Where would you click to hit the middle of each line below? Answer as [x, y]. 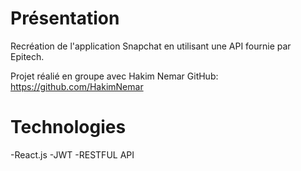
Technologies [68, 127]
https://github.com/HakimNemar [77, 86]
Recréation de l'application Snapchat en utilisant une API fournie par [151, 46]
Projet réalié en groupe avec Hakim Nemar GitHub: [114, 76]
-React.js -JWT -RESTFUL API [72, 154]
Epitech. [27, 56]
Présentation [65, 18]
